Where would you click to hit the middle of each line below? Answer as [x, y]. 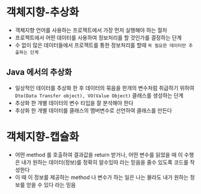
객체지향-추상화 [43, 12]
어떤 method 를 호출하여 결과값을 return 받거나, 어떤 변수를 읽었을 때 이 [99, 154]
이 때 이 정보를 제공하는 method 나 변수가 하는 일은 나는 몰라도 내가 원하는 [102, 177]
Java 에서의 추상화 [39, 72]
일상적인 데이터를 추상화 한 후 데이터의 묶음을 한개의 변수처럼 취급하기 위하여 [105, 88]
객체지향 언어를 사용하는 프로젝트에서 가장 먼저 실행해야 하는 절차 [91, 30]
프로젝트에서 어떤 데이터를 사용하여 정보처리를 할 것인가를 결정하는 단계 [98, 37]
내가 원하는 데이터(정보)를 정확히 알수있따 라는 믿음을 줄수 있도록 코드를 [105, 162]
